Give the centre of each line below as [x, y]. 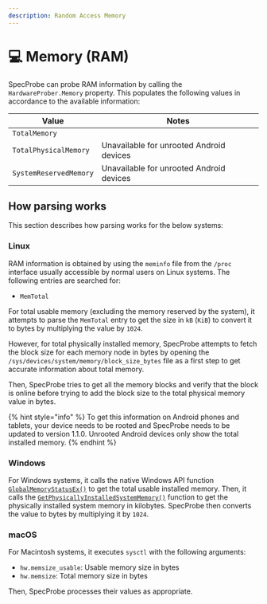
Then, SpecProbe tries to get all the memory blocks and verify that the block [133, 384]
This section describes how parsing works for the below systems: [116, 226]
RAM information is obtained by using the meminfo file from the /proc [120, 263]
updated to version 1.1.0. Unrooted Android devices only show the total [124, 433]
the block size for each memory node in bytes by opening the [109, 352]
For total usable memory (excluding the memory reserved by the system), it [132, 311]
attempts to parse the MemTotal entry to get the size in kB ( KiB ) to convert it [130, 320]
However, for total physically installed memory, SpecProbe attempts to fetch [133, 343]
